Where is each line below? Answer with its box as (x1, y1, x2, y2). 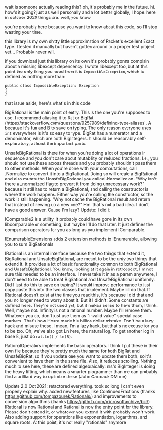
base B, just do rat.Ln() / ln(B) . (5, 333, 72, 339)
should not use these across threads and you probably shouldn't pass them (5, 161, 157, 166)
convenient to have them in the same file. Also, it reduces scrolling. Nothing (5, 358, 157, 364)
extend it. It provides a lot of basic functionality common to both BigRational (5, 261, 157, 267)
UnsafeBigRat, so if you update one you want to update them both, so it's (5, 353, 152, 359)
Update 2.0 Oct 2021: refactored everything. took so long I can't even (5, 383, 145, 389)
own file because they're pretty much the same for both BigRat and (5, 348, 140, 354)
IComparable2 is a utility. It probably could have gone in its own (5, 216, 132, 222)
